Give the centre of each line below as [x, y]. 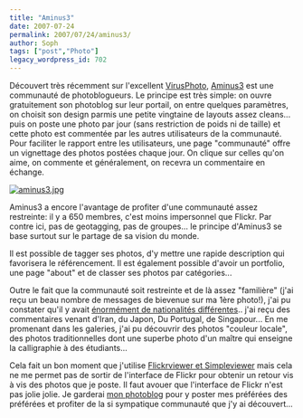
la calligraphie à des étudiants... [69, 348]
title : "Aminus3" [42, 18]
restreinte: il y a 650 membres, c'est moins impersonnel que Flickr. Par [141, 217]
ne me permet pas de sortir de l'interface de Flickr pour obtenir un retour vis [151, 375]
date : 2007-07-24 [42, 26]
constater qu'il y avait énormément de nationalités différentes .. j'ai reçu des [150, 309]
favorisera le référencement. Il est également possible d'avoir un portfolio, [147, 263]
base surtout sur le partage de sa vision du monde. [104, 236]
